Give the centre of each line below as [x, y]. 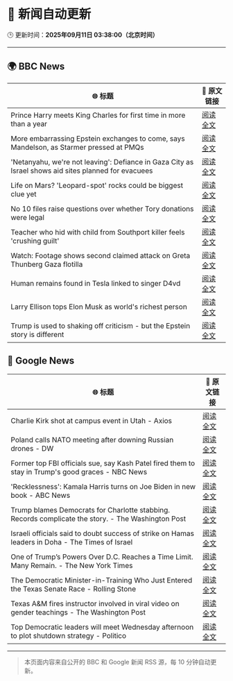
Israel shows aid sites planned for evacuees [82, 171]
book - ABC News [41, 495]
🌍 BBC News [36, 67]
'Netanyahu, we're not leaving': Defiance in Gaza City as [102, 162]
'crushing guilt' [35, 241]
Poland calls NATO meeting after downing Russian [92, 440]
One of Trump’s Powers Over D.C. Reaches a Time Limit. [102, 557]
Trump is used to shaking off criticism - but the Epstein [101, 325]
